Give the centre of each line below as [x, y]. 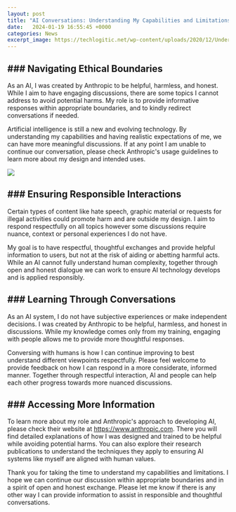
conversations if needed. [43, 115]
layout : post [26, 14]
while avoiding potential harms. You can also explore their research [104, 444]
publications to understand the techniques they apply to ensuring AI [105, 451]
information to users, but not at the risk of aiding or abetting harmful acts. [113, 255]
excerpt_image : [29, 40]
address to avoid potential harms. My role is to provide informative [103, 100]
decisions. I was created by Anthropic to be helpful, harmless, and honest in [117, 324]
